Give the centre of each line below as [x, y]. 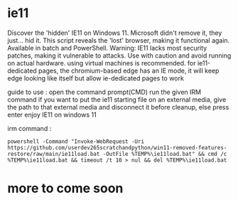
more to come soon [65, 188]
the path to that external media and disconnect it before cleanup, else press [118, 107]
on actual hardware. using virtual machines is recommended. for [102, 63]
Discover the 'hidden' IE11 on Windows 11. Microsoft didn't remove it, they [115, 33]
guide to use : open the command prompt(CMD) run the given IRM [104, 92]
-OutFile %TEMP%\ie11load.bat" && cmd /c [165, 154]
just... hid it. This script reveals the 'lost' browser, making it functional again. [119, 40]
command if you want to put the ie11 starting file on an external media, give [117, 99]
